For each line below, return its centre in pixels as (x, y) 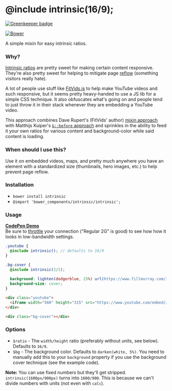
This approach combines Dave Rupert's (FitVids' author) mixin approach (81, 120)
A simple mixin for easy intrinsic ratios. (46, 43)
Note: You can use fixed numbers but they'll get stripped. (66, 372)
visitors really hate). (26, 79)
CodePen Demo (22, 226)
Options (15, 330)
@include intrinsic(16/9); (59, 9)
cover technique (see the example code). (56, 362)
